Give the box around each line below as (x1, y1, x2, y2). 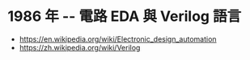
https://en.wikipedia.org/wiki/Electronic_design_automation (19, 34, 217, 44)
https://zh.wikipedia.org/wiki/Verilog (19, 42, 141, 52)
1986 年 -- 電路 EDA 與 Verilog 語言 (7, 7, 242, 26)
